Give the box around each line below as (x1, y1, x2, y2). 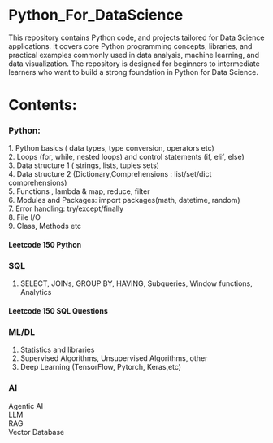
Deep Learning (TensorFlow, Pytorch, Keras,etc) (19, 362, 181, 372)
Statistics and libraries (19, 344, 95, 355)
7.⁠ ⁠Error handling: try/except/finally (8, 204, 124, 213)
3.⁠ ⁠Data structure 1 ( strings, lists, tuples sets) (8, 160, 160, 170)
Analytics (19, 287, 52, 297)
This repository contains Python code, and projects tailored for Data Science (8, 33, 265, 42)
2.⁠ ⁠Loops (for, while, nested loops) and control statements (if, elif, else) (8, 152, 245, 162)
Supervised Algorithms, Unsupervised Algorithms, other (19, 353, 208, 363)
